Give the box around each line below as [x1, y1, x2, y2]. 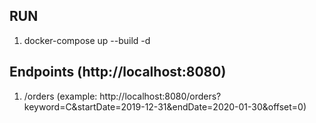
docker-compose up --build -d [23, 34, 151, 46]
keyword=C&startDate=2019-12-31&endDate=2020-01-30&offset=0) [23, 100, 307, 113]
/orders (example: [23, 90, 98, 102]
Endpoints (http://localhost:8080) [9, 64, 227, 81]
